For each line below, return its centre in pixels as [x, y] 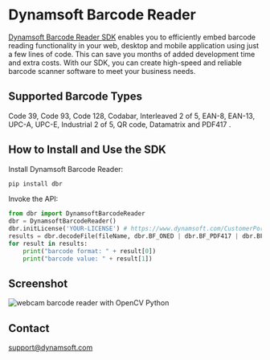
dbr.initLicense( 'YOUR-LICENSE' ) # [68, 229]
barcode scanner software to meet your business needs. [102, 71]
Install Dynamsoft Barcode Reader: [66, 169]
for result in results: [48, 243]
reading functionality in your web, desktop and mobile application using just [134, 45]
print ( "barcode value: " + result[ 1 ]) [88, 259]
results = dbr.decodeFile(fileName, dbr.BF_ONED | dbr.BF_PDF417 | [124, 236]
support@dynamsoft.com [51, 348]
